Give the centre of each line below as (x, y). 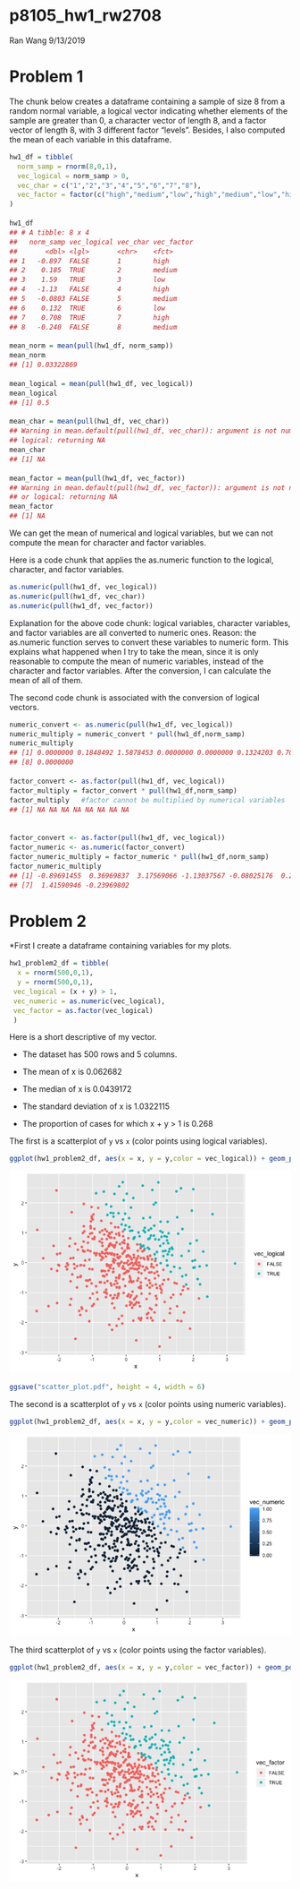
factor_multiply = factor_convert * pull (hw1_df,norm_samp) (124, 790)
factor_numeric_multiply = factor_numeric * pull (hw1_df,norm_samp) (139, 856)
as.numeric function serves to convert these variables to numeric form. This (149, 642)
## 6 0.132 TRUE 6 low (87, 308)
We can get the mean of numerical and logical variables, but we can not (142, 533)
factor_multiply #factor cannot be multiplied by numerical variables (147, 800)
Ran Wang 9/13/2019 (47, 40)
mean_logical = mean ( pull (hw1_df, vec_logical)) (101, 383)
